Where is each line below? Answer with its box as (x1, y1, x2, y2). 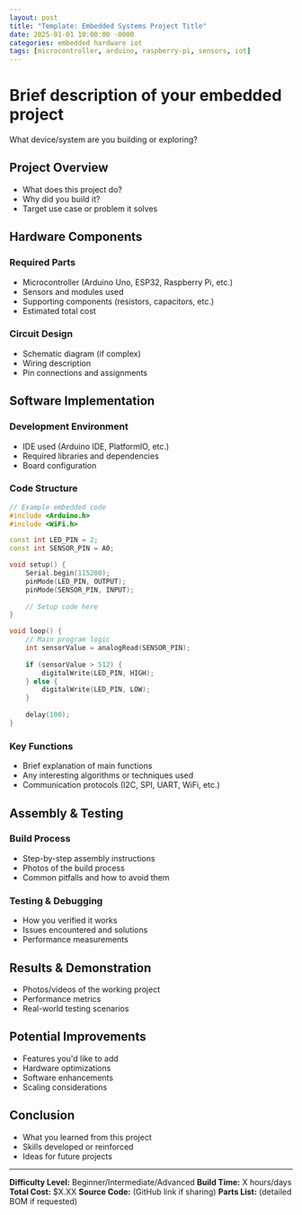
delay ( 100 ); (25, 710, 70, 719)
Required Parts (9, 256, 76, 269)
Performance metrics (22, 993, 102, 1004)
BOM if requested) (9, 1195, 78, 1206)
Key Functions (9, 739, 74, 752)
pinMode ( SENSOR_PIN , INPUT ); (25, 585, 135, 594)
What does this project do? (22, 183, 123, 194)
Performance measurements (22, 934, 129, 945)
